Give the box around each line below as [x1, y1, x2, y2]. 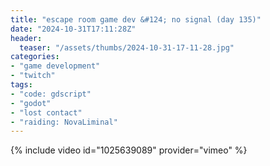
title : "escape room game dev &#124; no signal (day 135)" [10, 14, 262, 25]
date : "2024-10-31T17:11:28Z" [10, 24, 137, 34]
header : [10, 33, 43, 43]
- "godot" [10, 98, 52, 108]
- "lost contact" [10, 107, 83, 118]
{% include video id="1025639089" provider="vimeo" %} [10, 144, 248, 156]
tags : [10, 80, 33, 90]
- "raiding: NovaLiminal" [10, 117, 118, 127]
